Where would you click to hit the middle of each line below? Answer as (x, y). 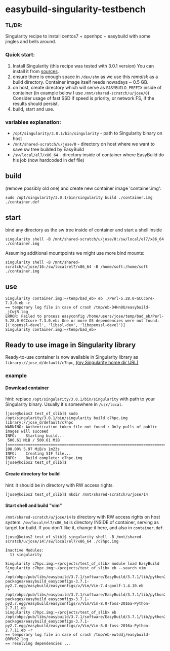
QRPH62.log (17, 639)
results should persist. (36, 104)
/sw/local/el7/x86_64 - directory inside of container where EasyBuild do (88, 155)
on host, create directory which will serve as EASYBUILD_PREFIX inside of (87, 87)
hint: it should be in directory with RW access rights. (59, 485)
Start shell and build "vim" (34, 505)
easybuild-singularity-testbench (75, 9)
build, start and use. (33, 109)
